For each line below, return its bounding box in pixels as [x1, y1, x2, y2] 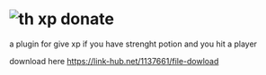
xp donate [37, 9, 115, 29]
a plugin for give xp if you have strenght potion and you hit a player [9, 38, 258, 49]
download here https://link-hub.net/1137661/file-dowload [9, 55, 219, 66]
